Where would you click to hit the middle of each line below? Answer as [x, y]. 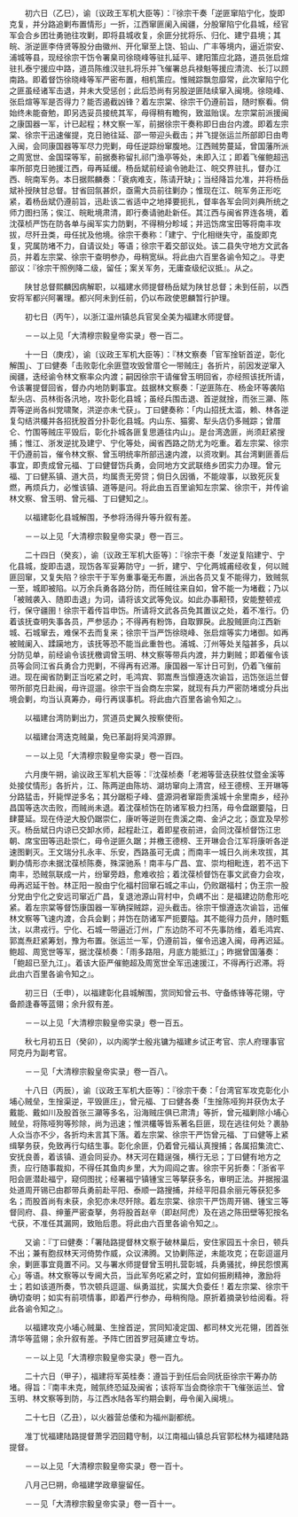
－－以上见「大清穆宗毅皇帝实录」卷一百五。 [106, 1023]
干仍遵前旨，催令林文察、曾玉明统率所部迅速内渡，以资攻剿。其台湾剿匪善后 [149, 454]
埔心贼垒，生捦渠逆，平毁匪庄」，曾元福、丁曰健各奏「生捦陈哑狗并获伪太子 [147, 1101]
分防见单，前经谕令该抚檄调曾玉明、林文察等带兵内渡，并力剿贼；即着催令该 [149, 655]
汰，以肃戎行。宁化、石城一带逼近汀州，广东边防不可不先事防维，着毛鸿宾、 [149, 930]
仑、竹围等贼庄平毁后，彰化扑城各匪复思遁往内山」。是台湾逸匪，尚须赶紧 [143, 432]
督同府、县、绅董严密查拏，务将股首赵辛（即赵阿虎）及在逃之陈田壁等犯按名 [149, 1212]
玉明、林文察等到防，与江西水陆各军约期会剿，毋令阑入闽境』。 [124, 1398]
